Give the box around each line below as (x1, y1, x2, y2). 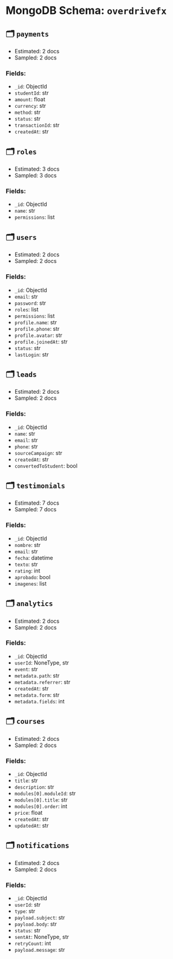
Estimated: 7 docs (14, 499, 60, 506)
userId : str (14, 901, 41, 909)
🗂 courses (5, 716, 45, 726)
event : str (14, 665, 38, 672)
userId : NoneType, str (14, 659, 69, 666)
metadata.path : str (14, 672, 60, 679)
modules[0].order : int (14, 802, 68, 809)
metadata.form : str (14, 691, 60, 699)
